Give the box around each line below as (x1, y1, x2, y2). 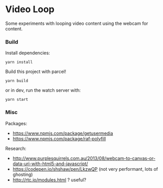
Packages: (5, 120, 27, 126)
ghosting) (12, 171, 33, 177)
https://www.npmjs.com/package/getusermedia (12, 130, 113, 136)
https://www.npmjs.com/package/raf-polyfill (12, 135, 106, 141)
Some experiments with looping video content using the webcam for (5, 20, 148, 26)
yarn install (5, 60, 33, 65)
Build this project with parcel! (5, 68, 67, 74)
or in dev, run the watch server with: (5, 87, 81, 93)
